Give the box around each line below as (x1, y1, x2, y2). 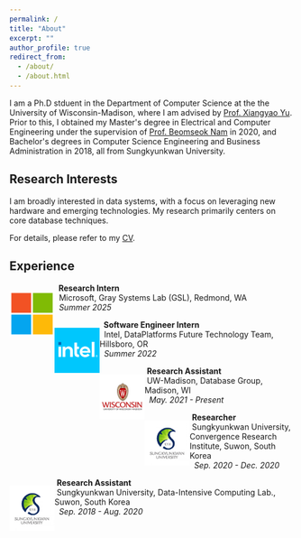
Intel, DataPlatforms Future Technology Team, (103, 329, 274, 339)
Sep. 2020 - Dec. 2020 (193, 459, 280, 470)
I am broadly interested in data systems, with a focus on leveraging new (9, 195, 277, 207)
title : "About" (9, 23, 67, 33)
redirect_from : (9, 52, 67, 62)
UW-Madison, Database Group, (146, 375, 263, 385)
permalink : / (9, 14, 59, 23)
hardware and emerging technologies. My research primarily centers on (9, 205, 277, 216)
